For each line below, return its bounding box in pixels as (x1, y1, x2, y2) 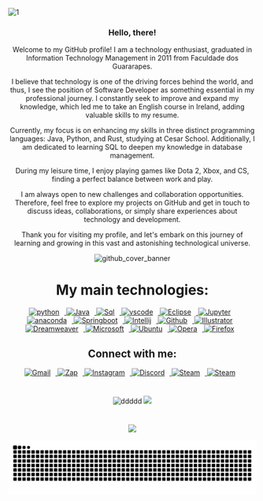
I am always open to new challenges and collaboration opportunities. (20, 190, 244, 199)
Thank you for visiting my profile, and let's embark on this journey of (20, 230, 244, 239)
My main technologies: (55, 281, 209, 299)
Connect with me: (87, 347, 177, 360)
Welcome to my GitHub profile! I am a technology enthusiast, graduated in (12, 45, 253, 54)
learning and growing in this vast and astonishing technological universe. (14, 239, 250, 248)
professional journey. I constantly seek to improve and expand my (25, 94, 239, 103)
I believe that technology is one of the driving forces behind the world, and (11, 77, 254, 87)
